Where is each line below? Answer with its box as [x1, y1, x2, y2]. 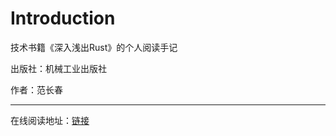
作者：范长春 [10, 83, 63, 96]
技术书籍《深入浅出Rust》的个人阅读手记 [10, 41, 178, 53]
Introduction [10, 7, 116, 30]
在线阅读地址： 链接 [10, 114, 90, 126]
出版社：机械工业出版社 [10, 62, 107, 74]
